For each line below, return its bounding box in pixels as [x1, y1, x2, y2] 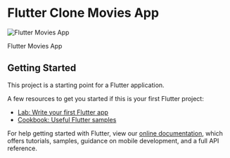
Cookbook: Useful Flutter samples [17, 115, 117, 124]
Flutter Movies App [7, 41, 63, 50]
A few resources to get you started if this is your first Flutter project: [7, 94, 204, 103]
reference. [7, 144, 37, 152]
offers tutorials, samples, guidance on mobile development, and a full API [7, 136, 219, 145]
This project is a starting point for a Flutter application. [7, 81, 165, 89]
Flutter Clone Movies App [7, 5, 160, 21]
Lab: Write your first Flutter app [17, 107, 109, 117]
